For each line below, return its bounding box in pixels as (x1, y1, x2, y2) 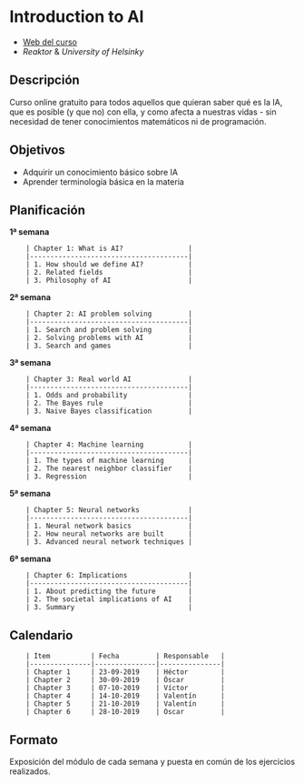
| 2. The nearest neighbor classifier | (25, 464, 193, 474)
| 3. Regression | (25, 472, 193, 481)
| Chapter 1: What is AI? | (25, 244, 193, 254)
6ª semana (9, 553, 52, 565)
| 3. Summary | (25, 603, 193, 612)
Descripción (9, 73, 80, 88)
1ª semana (9, 226, 50, 237)
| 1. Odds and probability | (25, 391, 193, 400)
